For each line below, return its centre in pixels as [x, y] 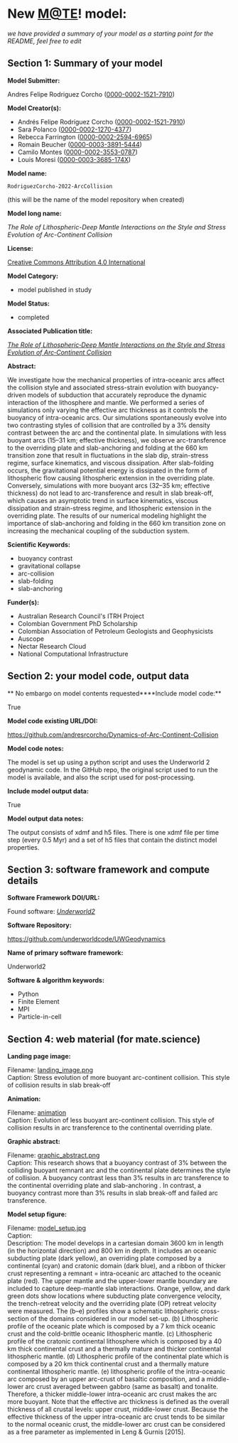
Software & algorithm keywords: [56, 980]
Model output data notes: [45, 818]
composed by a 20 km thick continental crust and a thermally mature [108, 1364]
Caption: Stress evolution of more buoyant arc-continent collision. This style [119, 1078]
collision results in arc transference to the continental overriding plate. [110, 1128]
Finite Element [38, 1002]
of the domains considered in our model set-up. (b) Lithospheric [125, 1319]
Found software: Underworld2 [52, 912]
